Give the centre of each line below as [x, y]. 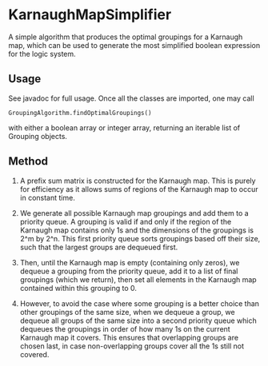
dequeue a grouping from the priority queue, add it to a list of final [129, 271]
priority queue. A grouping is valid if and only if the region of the [126, 221]
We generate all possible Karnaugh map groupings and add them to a [134, 213]
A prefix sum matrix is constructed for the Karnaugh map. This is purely [138, 181]
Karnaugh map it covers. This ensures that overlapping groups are [129, 337]
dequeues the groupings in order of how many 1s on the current [125, 328]
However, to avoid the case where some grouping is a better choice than [140, 303]
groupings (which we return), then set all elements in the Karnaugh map [138, 279]
